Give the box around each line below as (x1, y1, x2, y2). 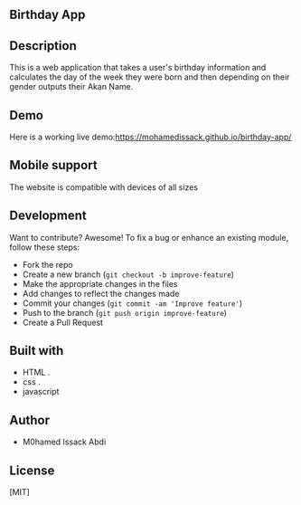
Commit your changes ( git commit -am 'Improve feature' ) (22, 298, 243, 309)
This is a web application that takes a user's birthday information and (9, 62, 267, 73)
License (9, 462, 55, 478)
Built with (9, 343, 64, 358)
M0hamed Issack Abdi (22, 436, 107, 447)
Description (9, 38, 77, 53)
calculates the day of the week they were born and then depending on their (9, 71, 290, 82)
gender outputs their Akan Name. (9, 81, 134, 92)
